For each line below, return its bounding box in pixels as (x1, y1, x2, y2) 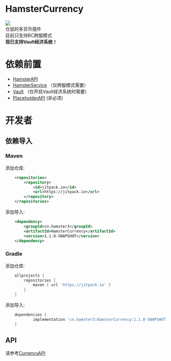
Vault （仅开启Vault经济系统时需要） (12, 88, 90, 94)
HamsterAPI (12, 75, 38, 82)
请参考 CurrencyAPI (5, 350, 46, 356)
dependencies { (14, 312, 47, 317)
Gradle (5, 250, 23, 257)
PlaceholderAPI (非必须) (12, 94, 63, 101)
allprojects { (14, 273, 45, 278)
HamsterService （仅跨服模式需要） (12, 82, 89, 88)
